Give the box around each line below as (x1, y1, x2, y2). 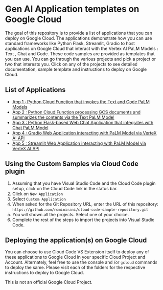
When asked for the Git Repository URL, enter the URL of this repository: (12, 201, 159, 207)
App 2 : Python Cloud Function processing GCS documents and (12, 109, 141, 115)
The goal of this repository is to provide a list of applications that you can (5, 30, 153, 36)
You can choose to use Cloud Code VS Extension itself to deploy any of (5, 249, 149, 255)
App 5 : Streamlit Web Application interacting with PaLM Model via (12, 140, 146, 146)
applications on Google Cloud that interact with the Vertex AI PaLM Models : (5, 45, 158, 51)
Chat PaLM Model (12, 125, 49, 131)
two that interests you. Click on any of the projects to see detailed (5, 61, 138, 67)
